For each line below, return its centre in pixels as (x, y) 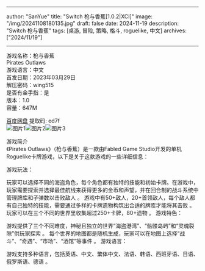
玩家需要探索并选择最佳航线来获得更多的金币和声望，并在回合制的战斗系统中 (103, 190)
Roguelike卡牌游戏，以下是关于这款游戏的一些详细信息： (77, 157)
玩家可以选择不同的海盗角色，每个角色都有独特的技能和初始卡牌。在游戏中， (103, 182)
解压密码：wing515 (30, 85)
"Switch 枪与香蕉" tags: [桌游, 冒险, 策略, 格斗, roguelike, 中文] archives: (97, 30)
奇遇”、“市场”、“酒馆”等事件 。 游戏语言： (75, 241)
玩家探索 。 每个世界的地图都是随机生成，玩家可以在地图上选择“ (99, 233)
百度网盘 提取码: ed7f (33, 121)
